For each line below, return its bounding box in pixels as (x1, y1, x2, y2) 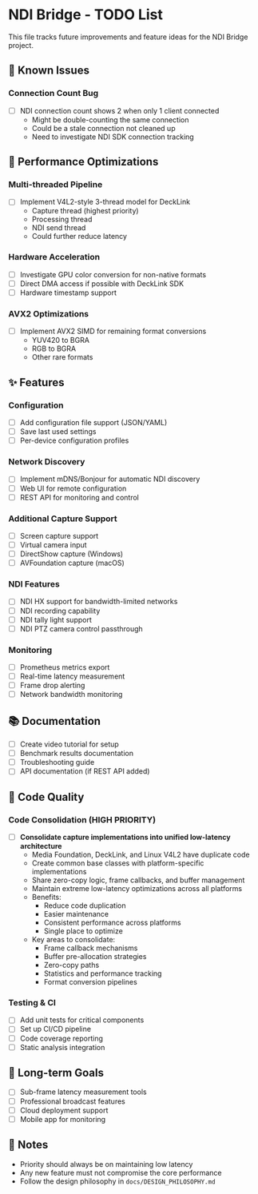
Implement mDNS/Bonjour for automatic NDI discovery (19, 474, 200, 484)
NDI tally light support (19, 615, 92, 624)
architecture (19, 842, 62, 851)
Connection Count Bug (8, 88, 99, 99)
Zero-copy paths (43, 961, 100, 970)
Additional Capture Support (8, 513, 117, 524)
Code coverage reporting (19, 1033, 104, 1043)
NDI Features (8, 579, 60, 590)
